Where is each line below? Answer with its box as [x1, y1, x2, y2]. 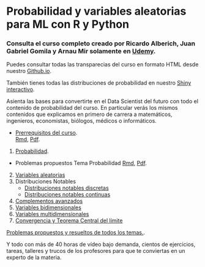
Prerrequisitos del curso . [15, 129, 78, 136]
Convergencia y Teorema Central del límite [15, 217, 123, 225]
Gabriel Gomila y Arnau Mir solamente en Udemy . [6, 47, 156, 56]
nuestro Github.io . [6, 68, 52, 75]
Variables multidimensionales [15, 211, 89, 218]
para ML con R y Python [6, 17, 130, 31]
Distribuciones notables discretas [24, 184, 109, 192]
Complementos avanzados [15, 198, 83, 205]
